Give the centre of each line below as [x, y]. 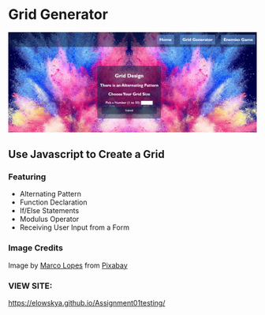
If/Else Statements [49, 211]
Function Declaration [53, 202]
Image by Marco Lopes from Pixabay [68, 265]
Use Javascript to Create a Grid [86, 154]
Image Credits [35, 248]
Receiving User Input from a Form [75, 227]
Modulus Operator [49, 219]
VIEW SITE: [30, 286]
